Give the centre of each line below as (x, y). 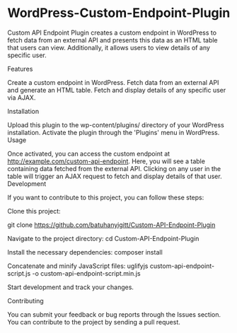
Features (20, 69)
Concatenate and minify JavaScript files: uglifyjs (78, 266)
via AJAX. (22, 98)
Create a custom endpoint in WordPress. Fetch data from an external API (113, 82)
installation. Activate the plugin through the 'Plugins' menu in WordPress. (114, 132)
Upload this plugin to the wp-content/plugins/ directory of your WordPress (116, 124)
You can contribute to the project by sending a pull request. (94, 322)
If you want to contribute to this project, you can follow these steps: (106, 197)
